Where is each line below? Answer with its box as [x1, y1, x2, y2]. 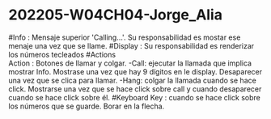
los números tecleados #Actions [8, 49, 116, 59]
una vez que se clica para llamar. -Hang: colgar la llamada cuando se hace [8, 75, 256, 85]
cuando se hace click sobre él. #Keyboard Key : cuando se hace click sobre [8, 92, 261, 102]
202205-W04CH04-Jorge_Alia [8, 6, 222, 24]
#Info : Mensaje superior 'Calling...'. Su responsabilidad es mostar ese [8, 32, 241, 42]
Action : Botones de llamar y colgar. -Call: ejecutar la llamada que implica [8, 58, 252, 68]
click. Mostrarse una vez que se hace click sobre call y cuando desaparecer [8, 83, 262, 94]
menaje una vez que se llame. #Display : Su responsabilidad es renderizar [8, 40, 255, 50]
